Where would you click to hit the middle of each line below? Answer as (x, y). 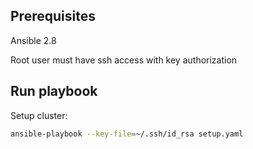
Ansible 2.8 (33, 40)
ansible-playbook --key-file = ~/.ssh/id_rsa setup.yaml (127, 134)
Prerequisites (53, 16)
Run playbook (54, 91)
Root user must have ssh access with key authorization (124, 60)
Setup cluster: (39, 115)
